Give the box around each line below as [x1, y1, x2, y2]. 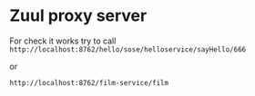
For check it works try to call [9, 35, 117, 46]
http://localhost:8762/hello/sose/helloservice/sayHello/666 [9, 44, 247, 54]
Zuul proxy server [9, 5, 148, 26]
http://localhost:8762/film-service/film [9, 78, 169, 87]
